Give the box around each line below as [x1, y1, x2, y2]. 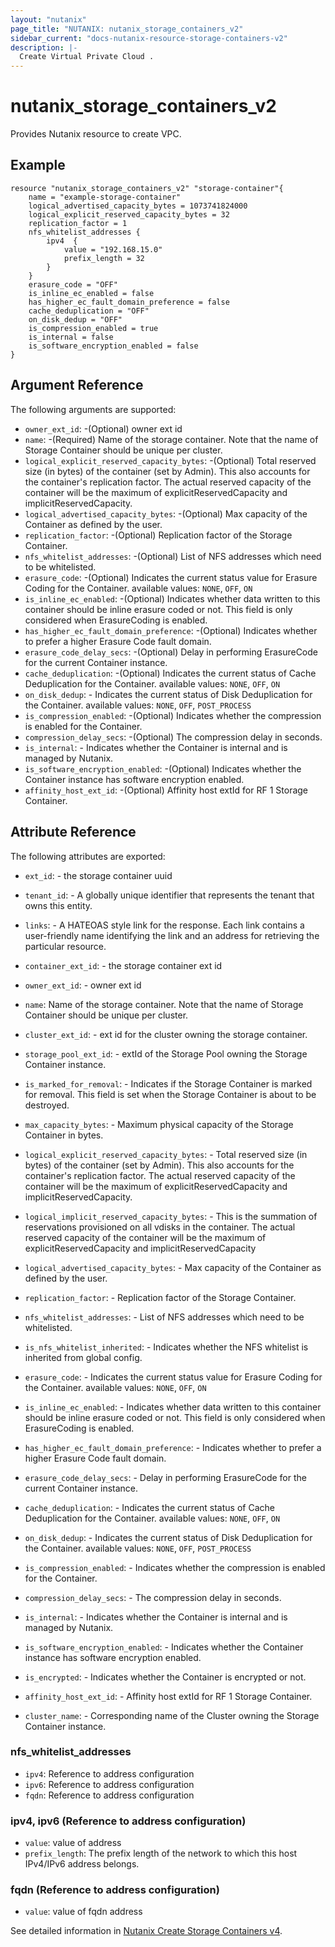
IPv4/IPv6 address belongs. [24, 1858, 140, 1870]
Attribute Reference [10, 824, 137, 841]
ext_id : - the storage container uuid [24, 869, 173, 881]
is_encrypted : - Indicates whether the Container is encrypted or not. [24, 1671, 307, 1683]
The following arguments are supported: [10, 403, 177, 415]
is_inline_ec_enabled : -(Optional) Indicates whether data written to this [24, 592, 321, 605]
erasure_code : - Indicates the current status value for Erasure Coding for [24, 1371, 323, 1383]
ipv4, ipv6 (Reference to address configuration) [10, 1814, 247, 1828]
